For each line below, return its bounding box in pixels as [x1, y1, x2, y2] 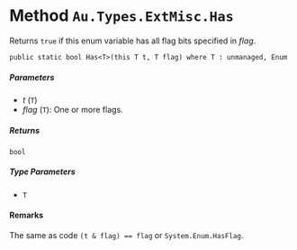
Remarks [9, 209, 44, 221]
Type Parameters [9, 166, 76, 177]
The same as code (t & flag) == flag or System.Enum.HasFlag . [9, 230, 244, 241]
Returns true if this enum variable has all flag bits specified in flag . [9, 35, 256, 46]
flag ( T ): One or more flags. [22, 104, 123, 115]
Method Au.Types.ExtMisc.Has [9, 5, 234, 26]
